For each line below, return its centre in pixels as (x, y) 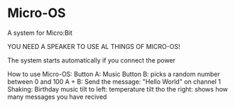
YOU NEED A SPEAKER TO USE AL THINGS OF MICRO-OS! (94, 46)
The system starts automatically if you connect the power (92, 60)
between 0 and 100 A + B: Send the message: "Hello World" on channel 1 (114, 81)
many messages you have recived (57, 97)
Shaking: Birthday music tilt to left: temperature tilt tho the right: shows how (118, 89)
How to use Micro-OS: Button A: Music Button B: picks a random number (114, 74)
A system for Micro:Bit (40, 33)
